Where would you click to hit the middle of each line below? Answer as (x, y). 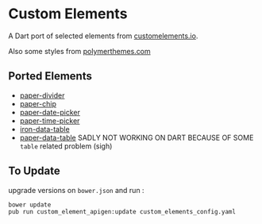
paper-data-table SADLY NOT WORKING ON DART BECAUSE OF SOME (137, 137)
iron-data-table (44, 129)
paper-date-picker (50, 112)
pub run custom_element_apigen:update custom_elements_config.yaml (122, 211)
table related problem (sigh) (66, 146)
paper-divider (42, 95)
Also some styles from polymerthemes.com (79, 51)
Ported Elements (50, 76)
